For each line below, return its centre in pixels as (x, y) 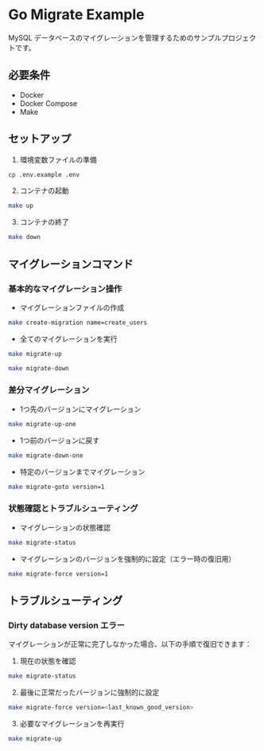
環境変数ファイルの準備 (58, 159)
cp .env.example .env (44, 174)
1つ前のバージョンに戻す (60, 440)
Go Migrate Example (76, 15)
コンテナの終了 (44, 222)
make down (25, 237)
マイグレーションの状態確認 (65, 527)
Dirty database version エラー (67, 625)
